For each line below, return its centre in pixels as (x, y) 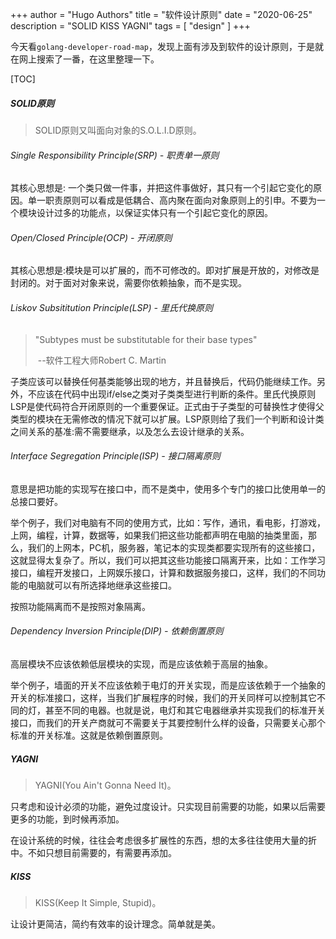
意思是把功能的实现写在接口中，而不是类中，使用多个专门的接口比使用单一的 (168, 489)
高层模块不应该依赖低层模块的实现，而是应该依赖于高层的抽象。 (141, 664)
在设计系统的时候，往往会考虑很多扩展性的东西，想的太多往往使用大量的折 (163, 840)
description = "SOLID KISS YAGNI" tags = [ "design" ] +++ (130, 26)
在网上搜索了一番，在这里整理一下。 (85, 59)
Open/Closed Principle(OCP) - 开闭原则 (91, 237)
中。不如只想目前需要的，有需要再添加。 (93, 852)
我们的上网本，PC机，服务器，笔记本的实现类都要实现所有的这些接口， (174, 547)
